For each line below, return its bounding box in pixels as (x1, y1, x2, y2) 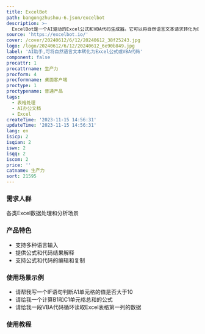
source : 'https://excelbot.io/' (6, 32, 88, 38)
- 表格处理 (12, 99, 36, 105)
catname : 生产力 (6, 168, 45, 174)
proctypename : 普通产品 (6, 88, 63, 94)
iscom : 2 (6, 156, 29, 162)
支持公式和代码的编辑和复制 (15, 257, 85, 264)
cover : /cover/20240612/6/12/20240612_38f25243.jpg (6, 37, 140, 43)
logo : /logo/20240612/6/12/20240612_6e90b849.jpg (6, 43, 135, 49)
